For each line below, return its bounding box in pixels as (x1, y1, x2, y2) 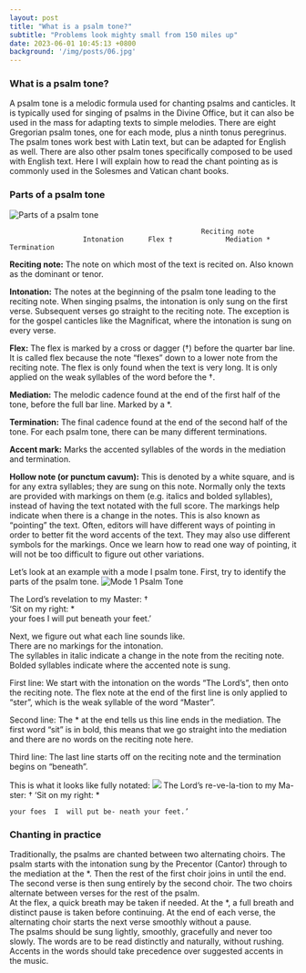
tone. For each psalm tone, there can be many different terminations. (9, 425, 268, 437)
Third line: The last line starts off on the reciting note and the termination (9, 751, 281, 762)
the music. (9, 956, 49, 967)
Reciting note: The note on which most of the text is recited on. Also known (9, 259, 294, 270)
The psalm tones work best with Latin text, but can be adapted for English (9, 137, 287, 148)
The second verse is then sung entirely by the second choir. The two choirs (9, 878, 293, 889)
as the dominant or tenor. (9, 268, 104, 279)
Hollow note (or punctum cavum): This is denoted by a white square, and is (9, 471, 296, 482)
